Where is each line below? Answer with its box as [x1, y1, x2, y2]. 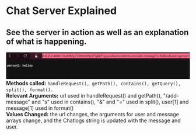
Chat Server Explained [6, 4, 117, 18]
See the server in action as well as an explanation [6, 27, 189, 37]
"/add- [163, 92, 179, 99]
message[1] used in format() [6, 105, 74, 112]
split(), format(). [6, 87, 54, 93]
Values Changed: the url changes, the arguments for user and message [6, 111, 179, 118]
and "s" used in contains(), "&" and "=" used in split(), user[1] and [32, 98, 189, 106]
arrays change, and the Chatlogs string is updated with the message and [6, 117, 181, 124]
